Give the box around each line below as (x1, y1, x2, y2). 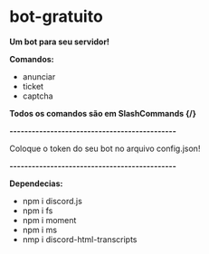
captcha (22, 90, 53, 101)
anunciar (22, 71, 56, 82)
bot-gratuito (9, 6, 104, 27)
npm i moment (22, 214, 77, 225)
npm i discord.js (22, 195, 83, 206)
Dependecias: (9, 178, 63, 189)
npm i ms (22, 224, 57, 235)
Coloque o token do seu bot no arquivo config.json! (9, 143, 201, 154)
